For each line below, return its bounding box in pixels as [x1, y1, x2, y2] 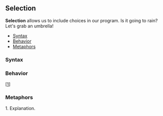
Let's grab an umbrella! [5, 23, 54, 29]
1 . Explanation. [5, 105, 36, 111]
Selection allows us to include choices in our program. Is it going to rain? [5, 17, 158, 23]
